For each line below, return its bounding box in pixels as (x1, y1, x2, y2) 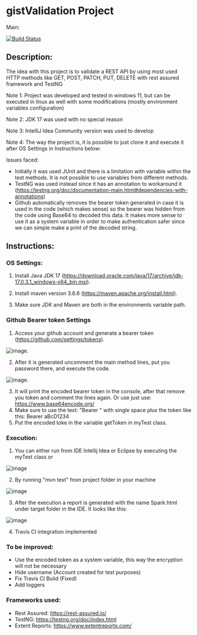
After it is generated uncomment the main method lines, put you (14, 358, 170, 366)
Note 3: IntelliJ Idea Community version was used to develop (6, 127, 154, 134)
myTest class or (14, 453, 53, 460)
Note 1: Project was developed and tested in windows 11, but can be (6, 91, 171, 98)
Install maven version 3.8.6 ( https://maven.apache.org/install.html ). (14, 290, 178, 297)
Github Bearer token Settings (6, 316, 91, 324)
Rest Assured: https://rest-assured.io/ (14, 609, 107, 617)
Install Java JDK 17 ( (14, 272, 64, 279)
